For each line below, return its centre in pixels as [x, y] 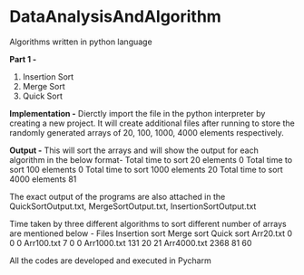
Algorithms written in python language [81, 42]
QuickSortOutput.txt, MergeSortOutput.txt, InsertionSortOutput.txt [133, 206]
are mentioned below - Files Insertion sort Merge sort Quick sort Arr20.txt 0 [151, 233]
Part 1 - [23, 59]
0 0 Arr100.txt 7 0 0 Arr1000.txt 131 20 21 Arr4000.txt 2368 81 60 [131, 242]
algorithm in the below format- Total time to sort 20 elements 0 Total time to [151, 159]
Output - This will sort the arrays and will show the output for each [134, 150]
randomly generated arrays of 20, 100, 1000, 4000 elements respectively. [147, 132]
